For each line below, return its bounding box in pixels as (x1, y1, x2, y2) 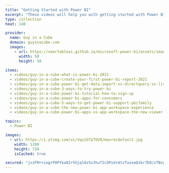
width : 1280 (14, 142, 39, 147)
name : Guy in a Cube (10, 35, 53, 40)
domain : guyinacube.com (10, 40, 59, 45)
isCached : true (14, 151, 46, 156)
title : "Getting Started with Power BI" (5, 7, 92, 13)
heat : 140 (5, 21, 26, 27)
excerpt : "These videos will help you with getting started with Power (5, 12, 158, 17)
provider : (5, 31, 26, 36)
